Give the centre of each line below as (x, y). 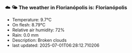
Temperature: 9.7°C (32, 20)
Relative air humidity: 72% (38, 30)
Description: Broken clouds (39, 40)
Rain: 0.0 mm (25, 35)
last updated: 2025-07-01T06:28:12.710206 (56, 45)
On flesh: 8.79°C (29, 25)
